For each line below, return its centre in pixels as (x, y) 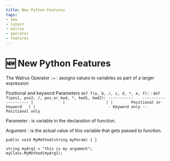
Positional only (23, 111)
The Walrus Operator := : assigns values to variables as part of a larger (80, 78)
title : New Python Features (36, 10)
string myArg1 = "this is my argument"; (49, 149)
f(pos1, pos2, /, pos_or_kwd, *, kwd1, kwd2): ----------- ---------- (86, 98)
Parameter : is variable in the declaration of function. (61, 120)
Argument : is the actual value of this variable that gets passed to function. (84, 131)
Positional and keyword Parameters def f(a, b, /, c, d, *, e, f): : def (83, 93)
